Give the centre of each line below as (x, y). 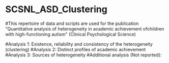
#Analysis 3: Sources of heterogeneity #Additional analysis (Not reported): (83, 55)
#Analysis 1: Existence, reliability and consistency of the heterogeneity (79, 44)
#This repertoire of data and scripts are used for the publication (72, 23)
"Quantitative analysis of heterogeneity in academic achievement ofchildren (85, 28)
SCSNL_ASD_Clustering (57, 9)
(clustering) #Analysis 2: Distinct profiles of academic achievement (76, 49)
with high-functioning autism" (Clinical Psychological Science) (71, 34)
